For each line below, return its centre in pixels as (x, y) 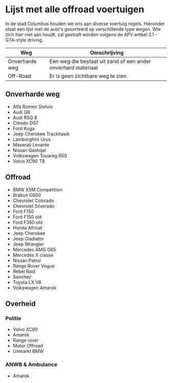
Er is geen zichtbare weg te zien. (89, 76)
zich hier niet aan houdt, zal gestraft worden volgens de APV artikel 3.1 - (81, 34)
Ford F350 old (27, 222)
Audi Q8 (21, 112)
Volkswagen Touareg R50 (40, 155)
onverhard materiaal (74, 68)
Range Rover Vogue (34, 266)
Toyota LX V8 (27, 282)
